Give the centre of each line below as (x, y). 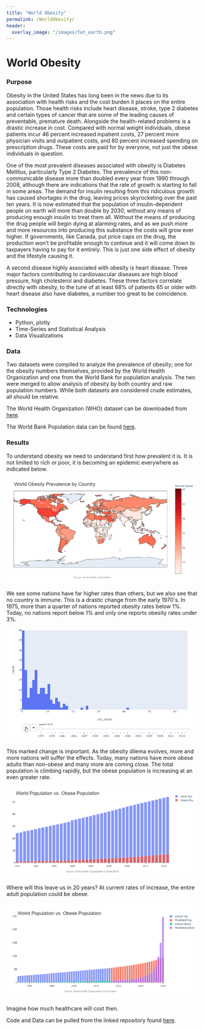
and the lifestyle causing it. (40, 256)
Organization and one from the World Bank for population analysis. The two (101, 377)
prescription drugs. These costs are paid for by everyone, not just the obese (102, 147)
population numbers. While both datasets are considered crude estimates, (99, 390)
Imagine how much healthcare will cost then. (62, 1008)
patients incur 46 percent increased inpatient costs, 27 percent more (93, 134)
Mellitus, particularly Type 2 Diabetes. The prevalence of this (83, 172)
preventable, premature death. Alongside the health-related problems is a (98, 121)
